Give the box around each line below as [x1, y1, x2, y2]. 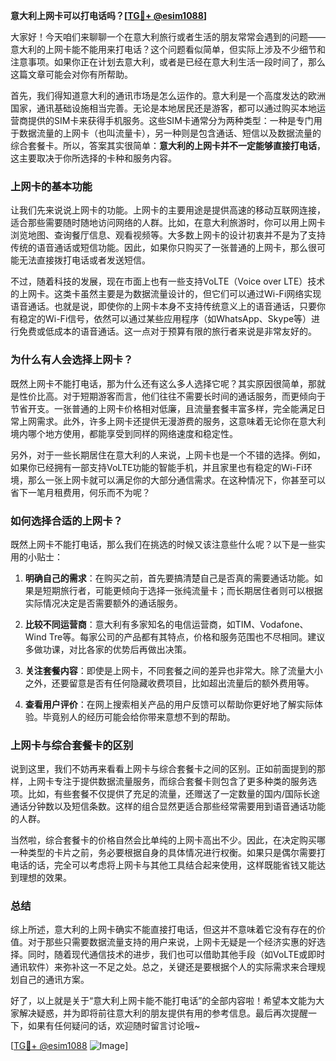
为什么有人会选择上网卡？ [10, 353, 134, 367]
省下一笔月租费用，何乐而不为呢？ [10, 486, 151, 498]
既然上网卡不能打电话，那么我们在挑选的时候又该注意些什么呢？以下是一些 [10, 538, 317, 550]
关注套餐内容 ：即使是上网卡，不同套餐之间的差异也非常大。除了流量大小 [24, 664, 323, 676]
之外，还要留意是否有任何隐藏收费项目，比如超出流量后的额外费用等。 [24, 677, 315, 689]
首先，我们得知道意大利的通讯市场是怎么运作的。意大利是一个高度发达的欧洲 [10, 90, 326, 101]
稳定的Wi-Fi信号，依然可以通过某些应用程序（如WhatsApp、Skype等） [18, 313, 312, 325]
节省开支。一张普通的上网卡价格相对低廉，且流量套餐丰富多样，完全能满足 [10, 402, 317, 414]
